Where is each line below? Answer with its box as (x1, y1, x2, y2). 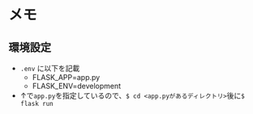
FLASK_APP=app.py (32, 73, 101, 82)
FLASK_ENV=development (32, 81, 122, 91)
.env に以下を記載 (19, 64, 80, 73)
